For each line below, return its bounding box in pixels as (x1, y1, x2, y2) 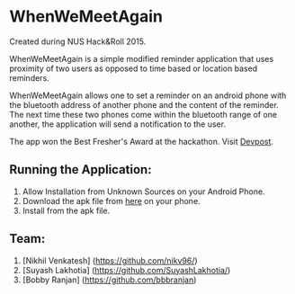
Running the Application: (9, 162, 152, 177)
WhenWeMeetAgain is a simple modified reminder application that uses (9, 53, 274, 64)
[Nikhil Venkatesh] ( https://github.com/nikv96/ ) (22, 254, 198, 266)
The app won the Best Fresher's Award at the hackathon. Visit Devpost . (9, 136, 274, 147)
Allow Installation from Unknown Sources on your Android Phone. (22, 186, 265, 197)
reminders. (9, 72, 49, 83)
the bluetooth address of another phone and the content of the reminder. (9, 99, 279, 110)
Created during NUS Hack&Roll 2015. (9, 36, 147, 47)
